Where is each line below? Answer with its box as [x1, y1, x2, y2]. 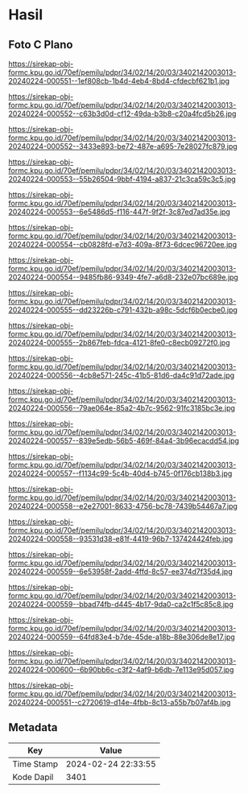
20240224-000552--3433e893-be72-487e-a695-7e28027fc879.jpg [8, 142, 238, 151]
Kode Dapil [12, 771, 54, 783]
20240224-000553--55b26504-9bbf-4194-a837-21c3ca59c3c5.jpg [8, 175, 236, 184]
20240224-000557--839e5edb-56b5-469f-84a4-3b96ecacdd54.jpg [8, 436, 240, 445]
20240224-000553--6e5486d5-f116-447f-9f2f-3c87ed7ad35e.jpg [8, 207, 231, 217]
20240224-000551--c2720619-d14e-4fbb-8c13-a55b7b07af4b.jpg [8, 698, 231, 707]
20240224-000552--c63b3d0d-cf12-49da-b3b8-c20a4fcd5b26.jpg [8, 109, 237, 118]
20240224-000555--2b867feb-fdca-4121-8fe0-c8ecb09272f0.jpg [8, 338, 230, 347]
